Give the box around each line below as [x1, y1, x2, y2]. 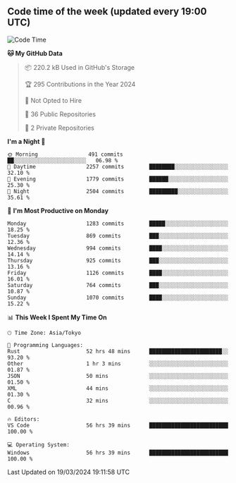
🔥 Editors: [7, 415, 40, 422]
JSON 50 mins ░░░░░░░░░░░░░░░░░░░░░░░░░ [7, 372, 229, 379]
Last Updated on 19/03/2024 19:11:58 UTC [7, 467, 130, 476]
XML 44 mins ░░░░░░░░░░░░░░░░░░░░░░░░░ [7, 384, 229, 392]
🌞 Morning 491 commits [7, 151, 123, 158]
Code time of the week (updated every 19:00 [7, 6, 207, 18]
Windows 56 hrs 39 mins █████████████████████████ [7, 449, 229, 456]
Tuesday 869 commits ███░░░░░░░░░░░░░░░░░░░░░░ [7, 232, 229, 239]
